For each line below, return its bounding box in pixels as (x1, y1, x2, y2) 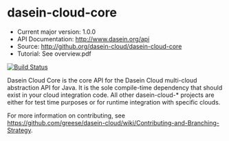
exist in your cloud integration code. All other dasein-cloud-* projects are (7, 91, 215, 99)
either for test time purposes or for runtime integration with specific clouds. (7, 98, 221, 106)
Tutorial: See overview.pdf (17, 50, 91, 58)
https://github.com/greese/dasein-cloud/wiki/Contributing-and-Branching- (7, 118, 220, 127)
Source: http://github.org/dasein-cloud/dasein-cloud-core (17, 42, 182, 50)
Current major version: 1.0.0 (17, 28, 96, 36)
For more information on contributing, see (7, 111, 126, 120)
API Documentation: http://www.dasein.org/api (17, 34, 150, 43)
